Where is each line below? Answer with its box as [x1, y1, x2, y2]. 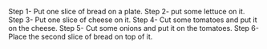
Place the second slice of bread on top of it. [8, 32, 153, 41]
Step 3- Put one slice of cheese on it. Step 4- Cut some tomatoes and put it [8, 15, 258, 24]
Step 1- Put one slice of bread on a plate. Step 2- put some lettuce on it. [8, 7, 245, 16]
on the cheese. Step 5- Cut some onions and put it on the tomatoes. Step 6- [8, 24, 259, 32]
